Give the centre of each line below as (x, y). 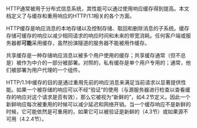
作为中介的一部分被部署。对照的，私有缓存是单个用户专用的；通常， (103, 63)
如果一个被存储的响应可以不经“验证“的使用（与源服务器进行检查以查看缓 (103, 90)
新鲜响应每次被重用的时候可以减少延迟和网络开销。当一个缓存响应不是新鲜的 (98, 104)
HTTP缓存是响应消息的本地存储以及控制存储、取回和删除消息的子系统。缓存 (98, 28)
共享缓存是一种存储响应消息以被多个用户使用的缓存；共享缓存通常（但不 (93, 55)
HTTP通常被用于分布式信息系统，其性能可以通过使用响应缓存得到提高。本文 (98, 8)
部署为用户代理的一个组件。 (50, 70)
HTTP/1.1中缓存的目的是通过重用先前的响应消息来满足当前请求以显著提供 (94, 82)
